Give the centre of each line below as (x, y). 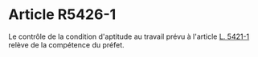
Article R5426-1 (62, 15)
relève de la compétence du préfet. (66, 44)
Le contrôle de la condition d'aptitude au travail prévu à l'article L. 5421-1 (129, 36)
